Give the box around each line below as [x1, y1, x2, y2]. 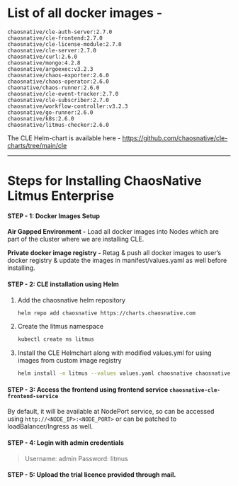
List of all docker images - [7, 5, 163, 21]
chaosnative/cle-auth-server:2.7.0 [7, 28, 113, 35]
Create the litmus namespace [17, 322, 104, 331]
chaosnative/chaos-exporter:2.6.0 [7, 72, 110, 79]
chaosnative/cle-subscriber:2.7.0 [7, 96, 110, 103]
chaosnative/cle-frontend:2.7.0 [7, 34, 103, 42]
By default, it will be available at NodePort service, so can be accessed [7, 407, 215, 416]
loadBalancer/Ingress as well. [7, 422, 93, 431]
